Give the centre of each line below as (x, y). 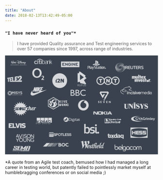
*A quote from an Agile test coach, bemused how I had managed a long (77, 162)
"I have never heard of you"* (41, 33)
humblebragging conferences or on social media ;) (56, 173)
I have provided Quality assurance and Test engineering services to (84, 43)
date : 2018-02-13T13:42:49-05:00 (39, 15)
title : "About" (20, 10)
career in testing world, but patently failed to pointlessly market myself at (78, 167)
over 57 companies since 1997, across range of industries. (75, 49)
